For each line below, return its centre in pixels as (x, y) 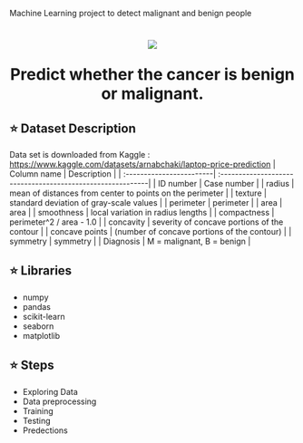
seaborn (38, 326)
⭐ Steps (32, 366)
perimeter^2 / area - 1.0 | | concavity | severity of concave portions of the (147, 222)
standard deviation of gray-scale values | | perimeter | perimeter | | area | (146, 202)
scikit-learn (44, 316)
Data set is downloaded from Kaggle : (80, 154)
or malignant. (152, 94)
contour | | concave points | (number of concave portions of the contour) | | (151, 231)
